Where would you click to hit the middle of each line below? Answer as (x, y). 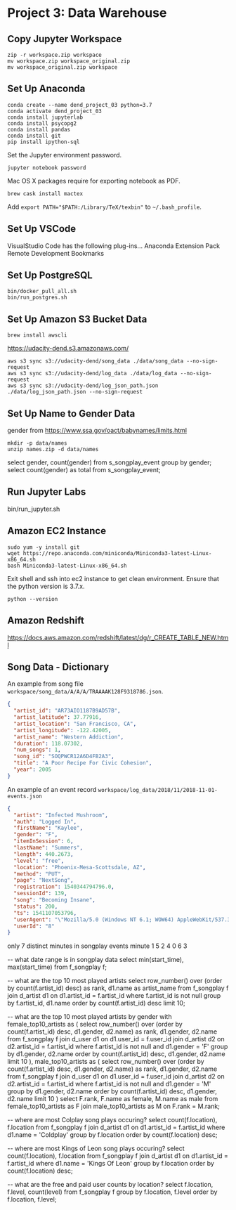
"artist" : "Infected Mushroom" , (61, 815)
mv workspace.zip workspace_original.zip (69, 61)
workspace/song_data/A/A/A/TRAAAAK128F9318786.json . (85, 691)
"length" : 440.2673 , (44, 854)
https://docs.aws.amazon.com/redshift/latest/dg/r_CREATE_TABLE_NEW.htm (118, 637)
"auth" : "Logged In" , (45, 821)
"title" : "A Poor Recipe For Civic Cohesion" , (83, 763)
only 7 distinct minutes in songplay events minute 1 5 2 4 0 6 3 (97, 946)
